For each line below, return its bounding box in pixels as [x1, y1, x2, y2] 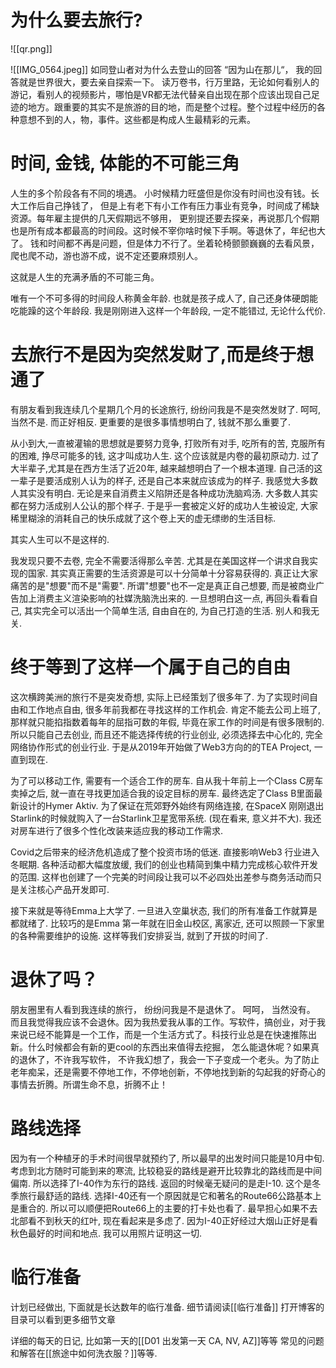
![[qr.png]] [10, 42, 53, 55]
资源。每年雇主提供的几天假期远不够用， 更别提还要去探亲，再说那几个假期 [10, 212, 320, 224]
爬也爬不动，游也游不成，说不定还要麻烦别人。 [10, 249, 203, 261]
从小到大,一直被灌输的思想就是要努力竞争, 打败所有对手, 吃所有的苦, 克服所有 [10, 437, 326, 449]
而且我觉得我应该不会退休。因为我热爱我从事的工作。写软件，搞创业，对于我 [10, 1016, 326, 1028]
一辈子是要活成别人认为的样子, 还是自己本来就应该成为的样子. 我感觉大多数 [10, 474, 318, 486]
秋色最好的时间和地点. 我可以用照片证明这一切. [10, 1227, 203, 1239]
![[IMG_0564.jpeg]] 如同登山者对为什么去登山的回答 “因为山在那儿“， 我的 [10, 63, 314, 75]
